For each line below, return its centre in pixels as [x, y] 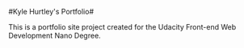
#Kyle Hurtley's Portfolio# [51, 12]
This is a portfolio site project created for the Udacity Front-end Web [122, 27]
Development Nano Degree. [55, 36]
